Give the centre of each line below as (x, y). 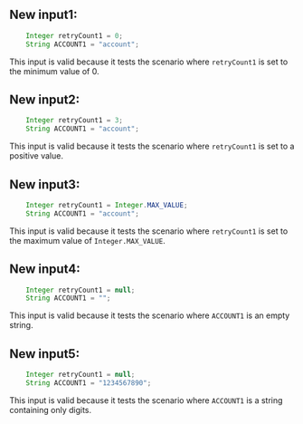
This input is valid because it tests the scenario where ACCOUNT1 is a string (146, 400)
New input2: (45, 99)
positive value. (36, 156)
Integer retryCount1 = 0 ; (75, 35)
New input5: (44, 354)
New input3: (45, 184)
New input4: (45, 270)
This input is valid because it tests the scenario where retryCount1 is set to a (152, 146)
